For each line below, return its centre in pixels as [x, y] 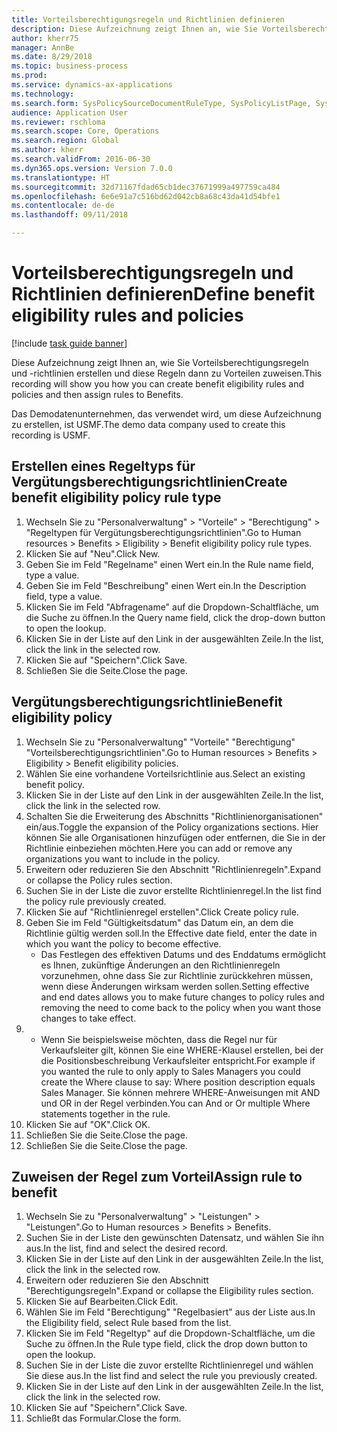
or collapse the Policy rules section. [99, 880]
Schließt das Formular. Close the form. [103, 1418]
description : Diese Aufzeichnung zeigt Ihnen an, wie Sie [134, 29]
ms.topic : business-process [70, 66]
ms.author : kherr [47, 150]
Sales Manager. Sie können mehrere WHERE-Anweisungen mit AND [180, 1092]
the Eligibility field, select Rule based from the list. [128, 1323]
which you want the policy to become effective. [123, 943]
